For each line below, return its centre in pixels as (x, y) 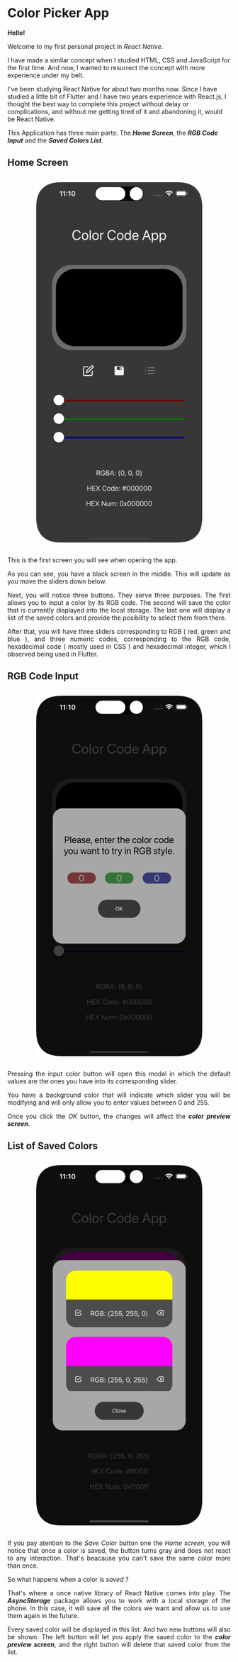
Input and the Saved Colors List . (56, 140)
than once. (23, 1566)
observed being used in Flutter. (53, 654)
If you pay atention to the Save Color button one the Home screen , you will (119, 1543)
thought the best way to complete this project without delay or (98, 104)
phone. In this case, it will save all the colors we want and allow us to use (119, 1608)
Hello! (16, 33)
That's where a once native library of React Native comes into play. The (119, 1593)
